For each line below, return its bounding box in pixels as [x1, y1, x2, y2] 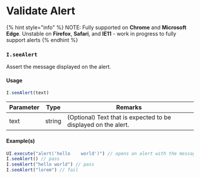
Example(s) [6, 137, 35, 144]
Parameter [9, 103, 40, 112]
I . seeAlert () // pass [6, 156, 60, 162]
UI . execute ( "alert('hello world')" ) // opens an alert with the [6, 150, 177, 157]
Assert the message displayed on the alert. [6, 63, 111, 71]
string [45, 117, 61, 125]
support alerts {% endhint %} [6, 36, 79, 43]
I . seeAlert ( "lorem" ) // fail [6, 167, 79, 173]
